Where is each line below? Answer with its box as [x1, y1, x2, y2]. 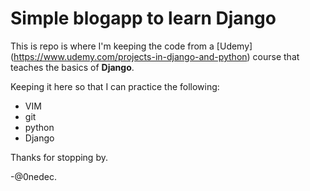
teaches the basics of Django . [10, 61, 135, 73]
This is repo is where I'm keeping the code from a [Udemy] [10, 40, 253, 52]
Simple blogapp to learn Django [10, 7, 277, 30]
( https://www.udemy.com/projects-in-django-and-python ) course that [10, 50, 300, 62]
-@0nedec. [10, 170, 57, 182]
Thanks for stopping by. [10, 151, 108, 163]
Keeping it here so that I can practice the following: [10, 80, 220, 92]
